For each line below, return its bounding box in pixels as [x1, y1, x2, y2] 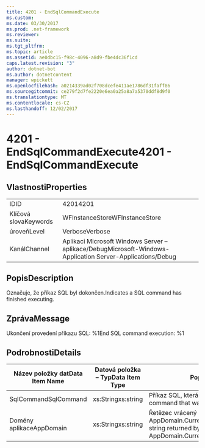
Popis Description [6, 273, 74, 283]
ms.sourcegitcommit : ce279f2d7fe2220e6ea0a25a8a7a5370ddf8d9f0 [6, 89, 171, 95]
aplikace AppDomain [9, 424, 67, 432]
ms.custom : [6, 15, 34, 21]
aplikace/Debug [62, 244, 108, 253]
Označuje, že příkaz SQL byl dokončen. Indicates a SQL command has [6, 289, 182, 296]
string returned [148, 424, 192, 432]
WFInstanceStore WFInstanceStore [62, 213, 162, 222]
